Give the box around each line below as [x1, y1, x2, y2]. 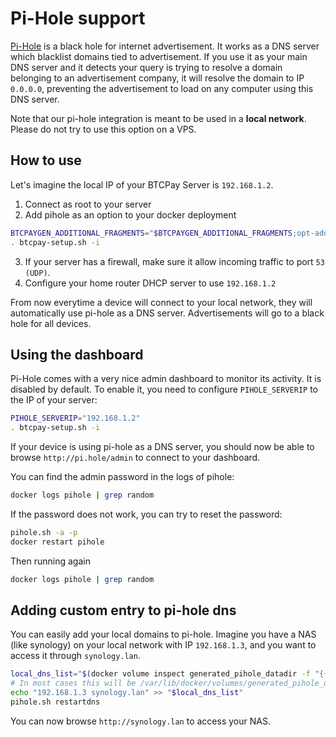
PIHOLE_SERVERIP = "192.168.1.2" [10, 413, 141, 424]
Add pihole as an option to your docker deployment [24, 208, 237, 221]
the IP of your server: [10, 394, 98, 406]
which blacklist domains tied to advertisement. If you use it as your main [10, 50, 308, 62]
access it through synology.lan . [10, 650, 141, 662]
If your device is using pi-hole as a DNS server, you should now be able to [10, 441, 315, 453]
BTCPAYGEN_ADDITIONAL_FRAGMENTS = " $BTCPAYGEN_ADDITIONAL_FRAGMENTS [10, 228, 293, 238]
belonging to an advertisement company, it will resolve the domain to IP [10, 72, 305, 84]
